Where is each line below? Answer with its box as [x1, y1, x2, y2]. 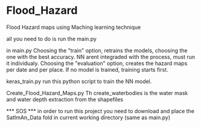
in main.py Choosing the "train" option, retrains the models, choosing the [6, 46, 188, 54]
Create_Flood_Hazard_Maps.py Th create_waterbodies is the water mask [6, 89, 188, 96]
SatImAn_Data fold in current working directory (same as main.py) [6, 114, 171, 121]
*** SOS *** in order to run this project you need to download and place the [6, 107, 195, 114]
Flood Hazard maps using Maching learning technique [6, 23, 141, 31]
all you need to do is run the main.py [6, 35, 97, 42]
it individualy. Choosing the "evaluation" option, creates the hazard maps [6, 60, 188, 67]
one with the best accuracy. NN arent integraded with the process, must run [6, 53, 196, 60]
